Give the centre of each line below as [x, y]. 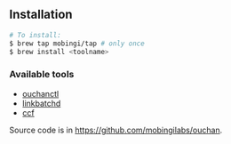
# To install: [36, 35]
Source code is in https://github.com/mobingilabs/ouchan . [116, 130]
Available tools [42, 75]
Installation [41, 15]
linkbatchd [41, 103]
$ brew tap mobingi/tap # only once [77, 44]
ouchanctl [40, 93]
